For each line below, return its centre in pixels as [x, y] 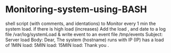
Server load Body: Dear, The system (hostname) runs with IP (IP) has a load [85, 40]
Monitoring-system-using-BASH [76, 9]
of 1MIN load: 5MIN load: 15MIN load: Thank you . [57, 45]
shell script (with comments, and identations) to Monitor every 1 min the [81, 23]
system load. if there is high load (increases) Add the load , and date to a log [86, 29]
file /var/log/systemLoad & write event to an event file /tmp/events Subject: [84, 34]
